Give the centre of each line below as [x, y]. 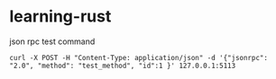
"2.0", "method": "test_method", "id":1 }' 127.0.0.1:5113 [123, 66]
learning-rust [60, 17]
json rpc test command [52, 41]
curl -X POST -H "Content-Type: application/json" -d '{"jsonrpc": [139, 57]
